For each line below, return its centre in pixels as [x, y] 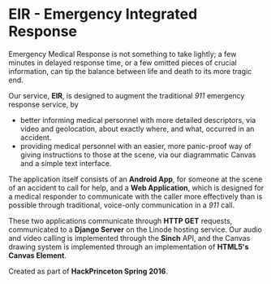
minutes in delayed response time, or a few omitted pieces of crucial [123, 63]
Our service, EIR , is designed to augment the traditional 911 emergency [127, 95]
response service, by [43, 104]
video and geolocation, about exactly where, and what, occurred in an [137, 129]
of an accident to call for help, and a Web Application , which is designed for [136, 187]
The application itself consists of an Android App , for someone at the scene [135, 179]
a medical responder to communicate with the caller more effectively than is [135, 196]
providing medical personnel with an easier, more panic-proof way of [135, 146]
